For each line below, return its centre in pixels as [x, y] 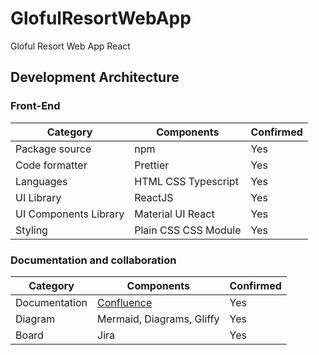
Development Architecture [95, 77]
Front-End [35, 106]
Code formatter [51, 165]
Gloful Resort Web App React [70, 46]
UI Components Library [70, 214]
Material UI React [174, 214]
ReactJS [154, 197]
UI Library [38, 197]
